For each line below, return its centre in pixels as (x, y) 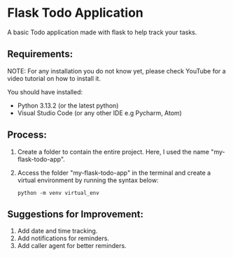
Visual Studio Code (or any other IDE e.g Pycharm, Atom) (99, 112)
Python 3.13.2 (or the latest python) (68, 105)
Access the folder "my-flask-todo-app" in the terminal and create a (114, 172)
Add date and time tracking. (57, 231)
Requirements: (40, 54)
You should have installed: (45, 91)
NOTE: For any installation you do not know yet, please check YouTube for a (116, 71)
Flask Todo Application (75, 13)
